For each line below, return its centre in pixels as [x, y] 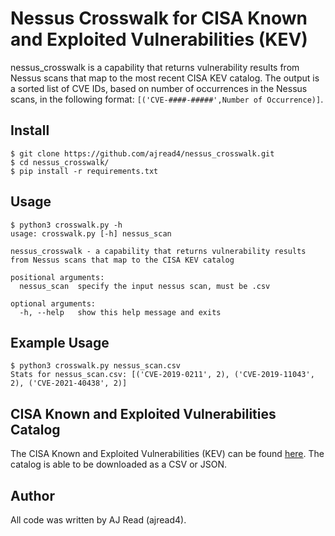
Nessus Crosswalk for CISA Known [159, 18]
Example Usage [60, 342]
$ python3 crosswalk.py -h [66, 225]
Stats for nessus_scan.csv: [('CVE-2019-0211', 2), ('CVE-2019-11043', [162, 375]
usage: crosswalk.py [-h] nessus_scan [91, 233]
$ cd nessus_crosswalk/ [60, 162]
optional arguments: [53, 303]
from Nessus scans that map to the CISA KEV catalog [122, 260]
